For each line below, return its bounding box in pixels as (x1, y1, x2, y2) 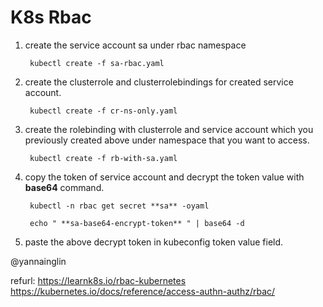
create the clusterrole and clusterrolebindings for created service (24, 76, 294, 88)
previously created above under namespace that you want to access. (24, 134, 310, 146)
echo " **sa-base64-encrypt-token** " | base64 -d (29, 218, 245, 228)
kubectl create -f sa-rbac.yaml (29, 58, 165, 68)
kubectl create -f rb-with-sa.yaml (29, 153, 178, 163)
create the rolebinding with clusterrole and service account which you (24, 123, 314, 135)
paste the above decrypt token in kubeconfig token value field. (24, 236, 284, 248)
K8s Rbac (10, 6, 92, 29)
